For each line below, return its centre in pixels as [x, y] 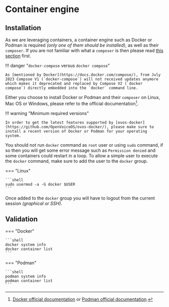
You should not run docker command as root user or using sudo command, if [84, 145]
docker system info [26, 245]
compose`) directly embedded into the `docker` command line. [72, 88]
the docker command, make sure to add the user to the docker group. [77, 161]
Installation [23, 28]
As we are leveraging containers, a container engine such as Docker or [79, 40]
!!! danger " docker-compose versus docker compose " [58, 66]
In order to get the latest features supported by [59, 122]
